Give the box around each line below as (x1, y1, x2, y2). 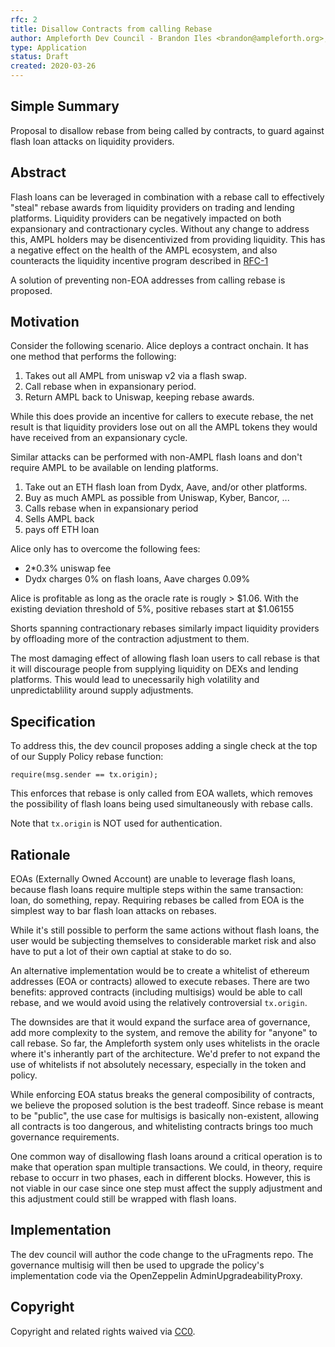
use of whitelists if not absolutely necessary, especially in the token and (10, 1059, 307, 1071)
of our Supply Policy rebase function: (10, 751, 164, 763)
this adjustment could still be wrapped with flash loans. (10, 1193, 237, 1205)
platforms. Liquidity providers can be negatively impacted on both (10, 212, 282, 224)
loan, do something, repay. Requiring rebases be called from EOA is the (10, 894, 305, 906)
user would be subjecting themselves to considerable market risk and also (10, 935, 317, 947)
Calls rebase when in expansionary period (24, 502, 199, 515)
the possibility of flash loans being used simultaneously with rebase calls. (10, 798, 313, 810)
